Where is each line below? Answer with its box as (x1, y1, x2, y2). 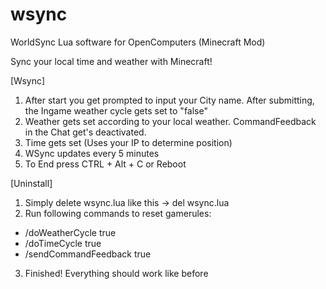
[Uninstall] (10, 177, 53, 189)
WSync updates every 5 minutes (24, 147, 160, 159)
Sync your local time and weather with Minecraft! (10, 55, 213, 67)
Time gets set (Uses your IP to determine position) (24, 136, 233, 148)
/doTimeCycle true (24, 237, 102, 249)
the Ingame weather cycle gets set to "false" (24, 104, 208, 117)
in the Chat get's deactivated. (24, 126, 147, 138)
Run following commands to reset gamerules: (24, 207, 212, 219)
